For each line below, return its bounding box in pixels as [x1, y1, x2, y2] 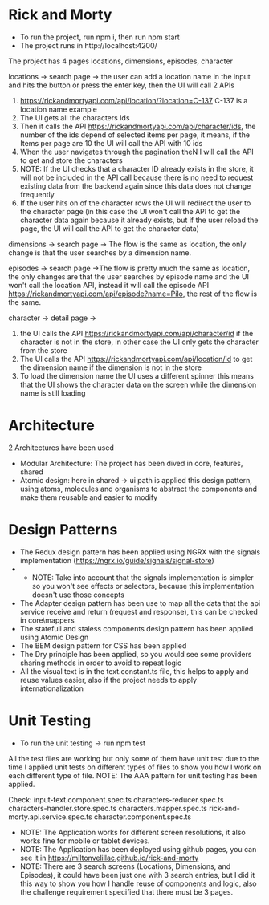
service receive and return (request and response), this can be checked [19, 607, 259, 616]
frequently [19, 189, 55, 199]
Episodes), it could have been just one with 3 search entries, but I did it [19, 870, 255, 879]
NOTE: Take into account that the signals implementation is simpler [31, 572, 255, 582]
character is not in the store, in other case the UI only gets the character [19, 337, 259, 347]
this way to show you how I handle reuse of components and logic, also [19, 879, 257, 888]
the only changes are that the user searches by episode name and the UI [8, 271, 249, 282]
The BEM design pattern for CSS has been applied [19, 640, 187, 651]
